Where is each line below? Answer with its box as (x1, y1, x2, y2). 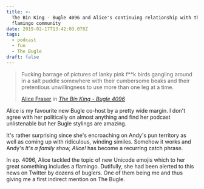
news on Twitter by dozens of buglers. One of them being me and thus (6, 169, 183, 176)
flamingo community (12, 20, 61, 26)
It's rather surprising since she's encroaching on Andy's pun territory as (6, 131, 187, 139)
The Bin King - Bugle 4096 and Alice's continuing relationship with (12, 15, 191, 21)
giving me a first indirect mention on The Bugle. (6, 175, 126, 182)
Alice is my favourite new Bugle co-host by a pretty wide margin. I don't (6, 107, 186, 114)
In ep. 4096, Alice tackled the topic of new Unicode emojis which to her (6, 156, 185, 164)
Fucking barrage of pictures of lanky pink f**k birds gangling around (21, 70, 192, 78)
